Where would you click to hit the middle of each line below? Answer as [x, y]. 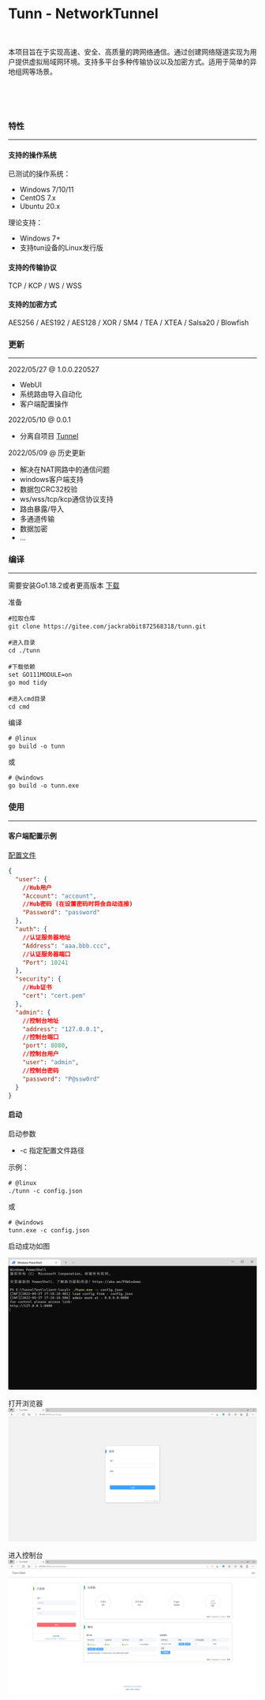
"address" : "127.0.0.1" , [63, 1029]
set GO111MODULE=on [40, 675]
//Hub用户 [37, 887]
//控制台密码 [41, 1070]
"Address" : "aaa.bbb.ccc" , [67, 946]
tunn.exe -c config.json [49, 1230]
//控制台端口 [41, 1037]
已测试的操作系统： [39, 174]
